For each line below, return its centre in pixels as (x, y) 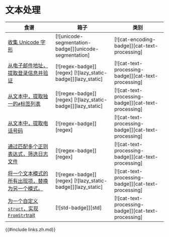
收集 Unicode (23, 42)
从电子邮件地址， (28, 65)
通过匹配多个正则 (28, 146)
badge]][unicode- (77, 49)
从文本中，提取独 (28, 96)
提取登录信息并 (26, 73)
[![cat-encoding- (135, 39)
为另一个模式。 (26, 188)
